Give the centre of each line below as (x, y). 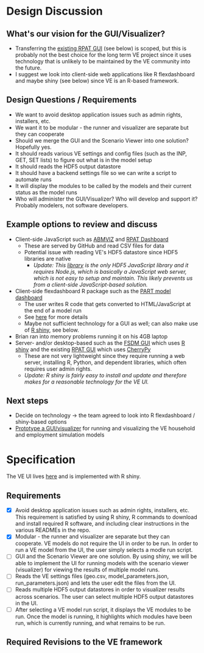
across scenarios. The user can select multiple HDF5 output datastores (104, 596)
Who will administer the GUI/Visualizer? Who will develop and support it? (106, 199)
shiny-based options (41, 422)
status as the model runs (46, 192)
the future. (28, 68)
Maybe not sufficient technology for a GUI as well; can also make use (111, 323)
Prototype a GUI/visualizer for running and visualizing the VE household (105, 429)
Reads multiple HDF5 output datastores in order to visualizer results (100, 590)
